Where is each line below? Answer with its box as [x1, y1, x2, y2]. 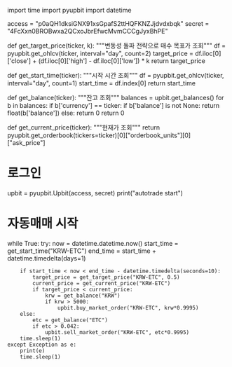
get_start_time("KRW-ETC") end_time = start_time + [7, 247, 156, 255]
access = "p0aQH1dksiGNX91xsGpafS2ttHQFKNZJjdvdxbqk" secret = [7, 20, 210, 27]
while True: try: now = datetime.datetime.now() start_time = [7, 239, 179, 247]
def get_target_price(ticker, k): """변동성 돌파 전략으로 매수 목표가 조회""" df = [7, 41, 226, 50]
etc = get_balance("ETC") [32, 317, 109, 324]
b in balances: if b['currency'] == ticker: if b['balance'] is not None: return [7, 102, 219, 109]
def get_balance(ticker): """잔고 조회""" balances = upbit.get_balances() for [7, 94, 224, 102]
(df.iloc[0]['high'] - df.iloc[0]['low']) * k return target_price [38, 57, 205, 65]
